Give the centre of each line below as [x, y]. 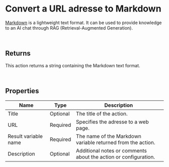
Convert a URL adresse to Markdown [83, 9]
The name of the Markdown [109, 136]
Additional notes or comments [112, 150]
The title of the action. [102, 113]
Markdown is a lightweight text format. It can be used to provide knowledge [83, 23]
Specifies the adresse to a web [113, 122]
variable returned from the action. [116, 142]
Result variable [25, 136]
